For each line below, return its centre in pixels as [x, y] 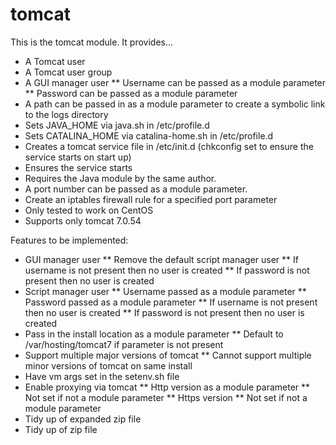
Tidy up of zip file [61, 429]
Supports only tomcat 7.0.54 [83, 220]
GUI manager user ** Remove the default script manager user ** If [161, 259]
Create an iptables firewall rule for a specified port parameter [151, 199]
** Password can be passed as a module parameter [131, 93]
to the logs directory [66, 114]
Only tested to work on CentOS [89, 210]
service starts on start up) [78, 157]
